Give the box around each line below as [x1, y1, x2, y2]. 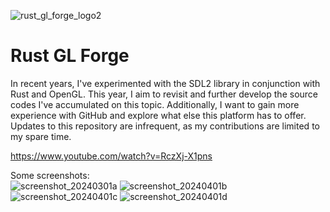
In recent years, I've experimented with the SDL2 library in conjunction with [10, 77, 321, 89]
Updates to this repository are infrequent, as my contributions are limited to [10, 120, 320, 132]
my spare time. [10, 130, 72, 142]
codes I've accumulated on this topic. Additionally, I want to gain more [10, 98, 300, 110]
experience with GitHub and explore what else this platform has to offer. [10, 109, 307, 121]
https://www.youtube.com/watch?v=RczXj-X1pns [10, 150, 213, 162]
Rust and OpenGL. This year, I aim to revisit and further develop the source [10, 88, 318, 100]
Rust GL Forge [10, 45, 130, 67]
